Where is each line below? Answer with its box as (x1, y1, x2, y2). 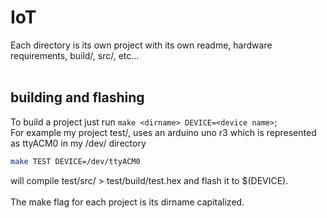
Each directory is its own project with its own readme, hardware (10, 39, 273, 51)
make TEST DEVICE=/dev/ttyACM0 (10, 156, 141, 166)
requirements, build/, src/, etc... (10, 49, 140, 61)
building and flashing (10, 89, 145, 106)
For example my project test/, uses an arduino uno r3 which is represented (10, 126, 317, 138)
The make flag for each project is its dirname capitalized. (10, 196, 245, 208)
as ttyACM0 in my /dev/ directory (10, 137, 147, 149)
